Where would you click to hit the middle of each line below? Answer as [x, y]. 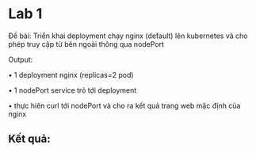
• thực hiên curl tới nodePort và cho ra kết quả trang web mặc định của [124, 105]
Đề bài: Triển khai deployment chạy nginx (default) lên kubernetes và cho [128, 36]
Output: [21, 59]
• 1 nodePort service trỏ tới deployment [73, 90]
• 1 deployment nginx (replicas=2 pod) [71, 75]
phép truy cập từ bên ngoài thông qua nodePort [86, 44]
